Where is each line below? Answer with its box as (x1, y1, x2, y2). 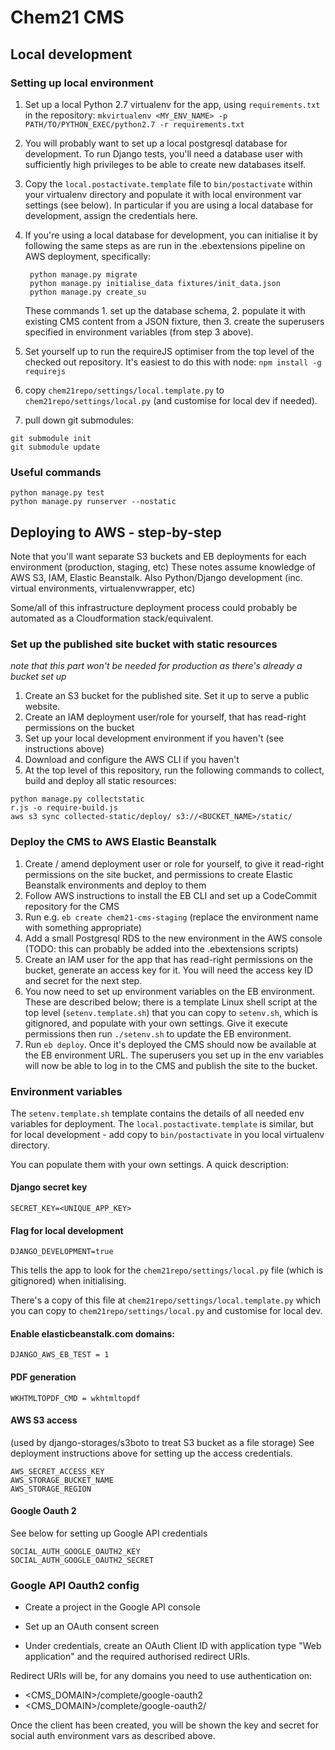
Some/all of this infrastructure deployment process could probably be (10, 601, 298, 613)
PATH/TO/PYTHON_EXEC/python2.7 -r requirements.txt (24, 119, 245, 130)
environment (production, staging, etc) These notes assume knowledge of (10, 561, 316, 573)
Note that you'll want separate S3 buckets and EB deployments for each (10, 550, 307, 562)
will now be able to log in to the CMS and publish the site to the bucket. (24, 1059, 318, 1071)
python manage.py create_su (29, 287, 147, 297)
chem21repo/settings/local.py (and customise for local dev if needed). (24, 394, 318, 406)
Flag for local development (10, 1224, 124, 1236)
